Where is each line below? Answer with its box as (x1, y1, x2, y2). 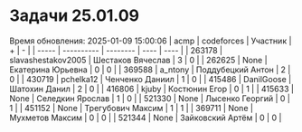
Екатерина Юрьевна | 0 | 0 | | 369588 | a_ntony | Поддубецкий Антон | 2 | (9, 64, 291, 75)
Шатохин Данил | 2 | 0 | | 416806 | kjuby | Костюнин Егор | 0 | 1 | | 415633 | (9, 83, 294, 94)
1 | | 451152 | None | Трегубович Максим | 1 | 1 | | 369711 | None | (9, 102, 253, 113)
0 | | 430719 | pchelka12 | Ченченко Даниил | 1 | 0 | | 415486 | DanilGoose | (9, 73, 292, 84)
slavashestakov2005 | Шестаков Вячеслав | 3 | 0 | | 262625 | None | (9, 54, 269, 65)
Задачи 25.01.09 (9, 5, 140, 26)
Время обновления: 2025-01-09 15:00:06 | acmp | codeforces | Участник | (9, 35, 292, 46)
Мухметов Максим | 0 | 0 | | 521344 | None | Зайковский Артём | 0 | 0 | (9, 112, 282, 123)
